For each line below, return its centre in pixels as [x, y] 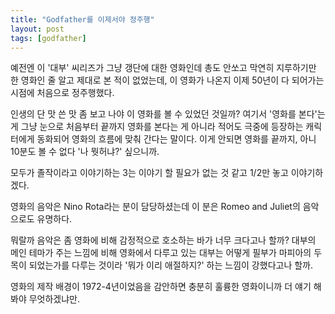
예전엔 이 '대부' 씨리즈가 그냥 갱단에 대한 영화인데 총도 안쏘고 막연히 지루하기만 [163, 68]
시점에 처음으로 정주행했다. [62, 93]
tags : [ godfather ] [48, 38]
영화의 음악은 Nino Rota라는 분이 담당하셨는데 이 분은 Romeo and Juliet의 [155, 207]
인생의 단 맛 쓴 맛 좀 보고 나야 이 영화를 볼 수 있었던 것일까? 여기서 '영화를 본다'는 [168, 114]
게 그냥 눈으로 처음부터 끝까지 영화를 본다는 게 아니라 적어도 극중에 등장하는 [157, 127]
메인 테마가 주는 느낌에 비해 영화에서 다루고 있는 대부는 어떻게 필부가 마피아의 [161, 253]
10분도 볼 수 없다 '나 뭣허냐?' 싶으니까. [85, 152]
